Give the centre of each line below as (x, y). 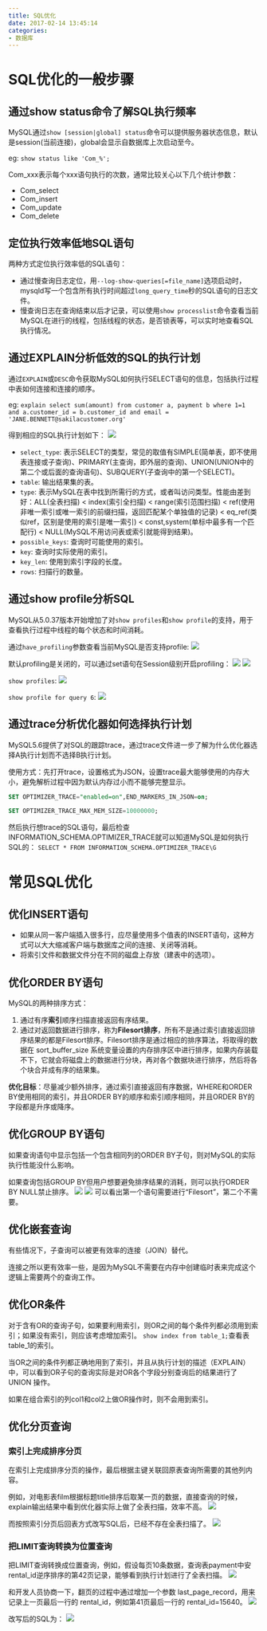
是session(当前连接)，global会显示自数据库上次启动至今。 (103, 142)
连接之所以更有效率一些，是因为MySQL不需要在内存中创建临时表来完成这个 (132, 1267)
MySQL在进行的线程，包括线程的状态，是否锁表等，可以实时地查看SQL (136, 320)
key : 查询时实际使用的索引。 (66, 552)
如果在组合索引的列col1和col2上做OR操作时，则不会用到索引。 (110, 1399)
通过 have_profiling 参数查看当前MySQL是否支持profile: (99, 647)
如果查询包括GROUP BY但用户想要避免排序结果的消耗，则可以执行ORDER (129, 1181)
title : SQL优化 (32, 16)
